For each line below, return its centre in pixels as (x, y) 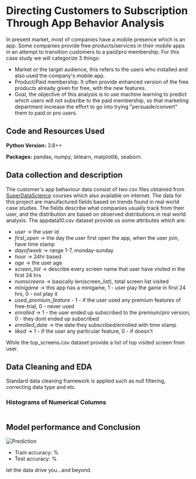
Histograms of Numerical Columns (56, 402)
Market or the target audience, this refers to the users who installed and (101, 69)
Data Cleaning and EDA (49, 367)
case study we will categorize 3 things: (53, 58)
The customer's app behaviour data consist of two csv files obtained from (95, 189)
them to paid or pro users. (46, 113)
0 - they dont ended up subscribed (57, 318)
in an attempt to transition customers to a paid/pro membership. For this (93, 51)
